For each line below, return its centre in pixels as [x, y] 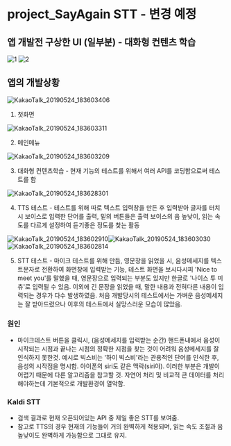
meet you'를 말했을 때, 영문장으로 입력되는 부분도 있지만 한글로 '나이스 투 [117, 278]
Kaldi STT [24, 402]
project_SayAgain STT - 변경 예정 [102, 14]
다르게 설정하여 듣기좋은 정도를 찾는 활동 [85, 225]
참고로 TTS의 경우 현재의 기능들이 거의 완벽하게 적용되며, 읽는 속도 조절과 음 [120, 427]
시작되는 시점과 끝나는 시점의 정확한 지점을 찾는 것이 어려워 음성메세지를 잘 [118, 349]
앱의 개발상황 [34, 83]
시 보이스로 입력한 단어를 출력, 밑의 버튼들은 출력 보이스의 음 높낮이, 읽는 [115, 216]
